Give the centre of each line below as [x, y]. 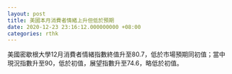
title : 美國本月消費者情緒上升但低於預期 [61, 20]
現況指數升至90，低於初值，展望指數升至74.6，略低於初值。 [95, 63]
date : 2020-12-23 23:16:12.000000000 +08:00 [74, 27]
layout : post [27, 14]
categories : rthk [33, 33]
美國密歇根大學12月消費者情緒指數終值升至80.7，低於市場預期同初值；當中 [116, 54]
